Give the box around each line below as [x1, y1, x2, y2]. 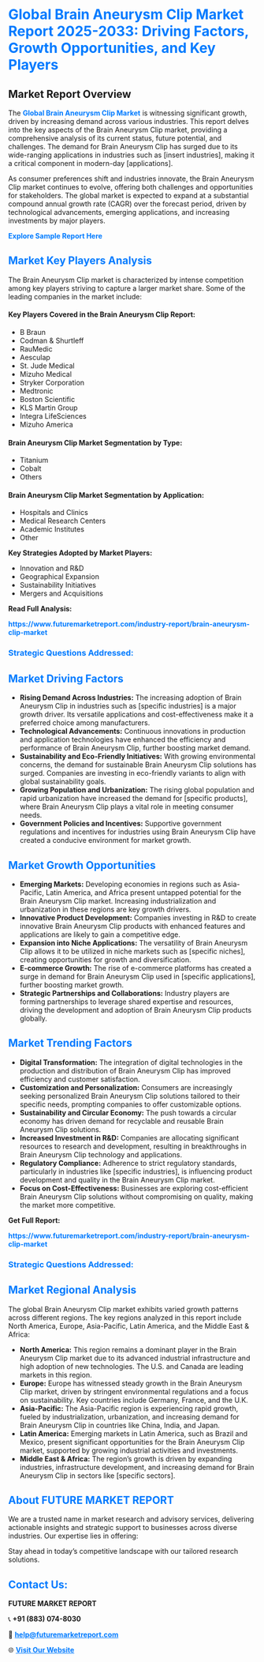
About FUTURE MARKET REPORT [8, 1493, 175, 1506]
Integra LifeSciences [19, 412, 87, 421]
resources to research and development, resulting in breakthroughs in [19, 1141, 247, 1151]
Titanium [19, 456, 49, 465]
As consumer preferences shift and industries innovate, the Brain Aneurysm [8, 174, 255, 183]
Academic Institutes [19, 525, 85, 534]
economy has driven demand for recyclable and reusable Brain [19, 1116, 224, 1126]
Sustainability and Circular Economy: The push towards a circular [19, 1107, 237, 1117]
